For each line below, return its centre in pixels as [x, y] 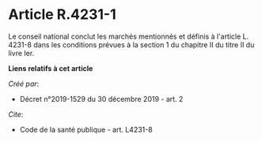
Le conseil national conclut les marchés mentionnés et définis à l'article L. [129, 36]
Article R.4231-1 [62, 15]
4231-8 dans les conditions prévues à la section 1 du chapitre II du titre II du [131, 44]
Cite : [16, 114]
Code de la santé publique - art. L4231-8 [86, 129]
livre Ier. [21, 53]
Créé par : [24, 84]
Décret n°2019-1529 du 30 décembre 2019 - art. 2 [101, 99]
